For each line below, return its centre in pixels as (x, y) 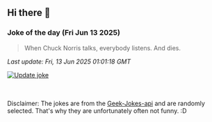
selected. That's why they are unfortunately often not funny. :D (97, 110)
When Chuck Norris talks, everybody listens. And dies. (103, 48)
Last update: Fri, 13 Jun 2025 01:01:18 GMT (69, 61)
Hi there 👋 (29, 13)
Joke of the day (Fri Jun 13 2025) (64, 33)
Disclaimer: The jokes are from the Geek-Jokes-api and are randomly (106, 103)
